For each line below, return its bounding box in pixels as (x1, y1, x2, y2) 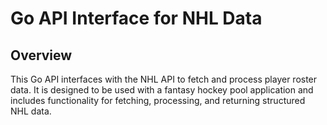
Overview (10, 47, 73, 64)
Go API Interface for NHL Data (10, 7, 263, 30)
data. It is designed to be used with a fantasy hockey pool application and (10, 84, 314, 96)
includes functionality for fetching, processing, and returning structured (10, 95, 306, 106)
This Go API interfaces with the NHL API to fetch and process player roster (10, 73, 318, 85)
